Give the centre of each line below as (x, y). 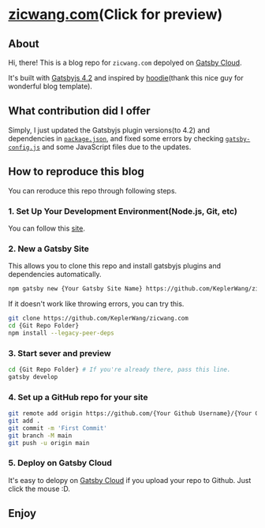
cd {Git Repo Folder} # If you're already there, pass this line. (119, 370)
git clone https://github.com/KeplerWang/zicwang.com (99, 318)
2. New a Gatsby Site (49, 249)
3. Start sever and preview (60, 353)
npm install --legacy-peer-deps (61, 333)
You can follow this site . (47, 228)
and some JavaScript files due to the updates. (117, 147)
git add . (24, 421)
